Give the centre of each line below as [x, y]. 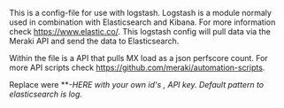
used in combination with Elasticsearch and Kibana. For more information [142, 22]
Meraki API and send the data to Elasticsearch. [94, 41]
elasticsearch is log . [46, 94]
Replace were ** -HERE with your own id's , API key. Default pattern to [137, 85]
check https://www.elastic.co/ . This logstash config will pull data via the [140, 31]
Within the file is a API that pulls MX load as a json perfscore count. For [138, 58]
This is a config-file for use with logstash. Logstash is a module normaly [141, 13]
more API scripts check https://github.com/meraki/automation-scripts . [137, 67]
